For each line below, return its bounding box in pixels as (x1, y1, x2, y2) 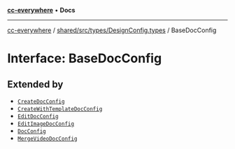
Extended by (7, 78, 64, 90)
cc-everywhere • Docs (7, 6, 76, 14)
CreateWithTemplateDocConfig (17, 106, 103, 113)
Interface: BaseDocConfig (7, 50, 162, 66)
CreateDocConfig (17, 98, 65, 105)
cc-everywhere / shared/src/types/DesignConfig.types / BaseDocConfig (7, 26, 217, 34)
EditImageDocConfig (17, 120, 75, 127)
